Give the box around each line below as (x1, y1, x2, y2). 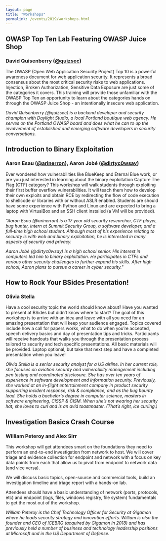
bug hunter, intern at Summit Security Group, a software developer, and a (5, 223, 156, 229)
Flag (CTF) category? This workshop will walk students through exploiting (5, 182, 156, 188)
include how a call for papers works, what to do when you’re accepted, (5, 325, 150, 332)
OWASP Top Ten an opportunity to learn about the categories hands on (5, 95, 151, 101)
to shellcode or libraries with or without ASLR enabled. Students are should (5, 197, 159, 203)
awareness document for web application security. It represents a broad (5, 74, 153, 80)
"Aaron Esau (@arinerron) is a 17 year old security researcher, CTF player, (5, 217, 157, 223)
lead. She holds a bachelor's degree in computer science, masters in (5, 393, 146, 399)
